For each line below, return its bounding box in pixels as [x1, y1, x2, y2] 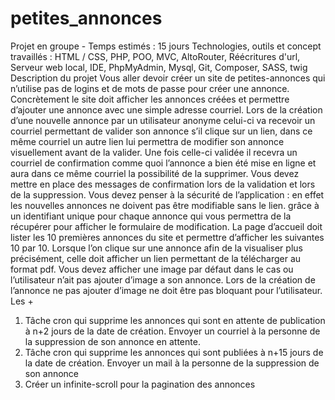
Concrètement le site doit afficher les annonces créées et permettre [10, 93, 290, 105]
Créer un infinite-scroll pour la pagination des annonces [24, 378, 256, 390]
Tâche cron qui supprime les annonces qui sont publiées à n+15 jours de [24, 346, 324, 358]
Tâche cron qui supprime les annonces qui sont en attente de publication [24, 314, 326, 326]
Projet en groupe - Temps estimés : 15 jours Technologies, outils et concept [10, 40, 322, 52]
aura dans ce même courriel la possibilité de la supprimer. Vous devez [10, 167, 300, 179]
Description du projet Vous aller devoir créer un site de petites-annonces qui [10, 72, 326, 84]
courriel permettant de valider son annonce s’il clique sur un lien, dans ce [10, 125, 313, 137]
